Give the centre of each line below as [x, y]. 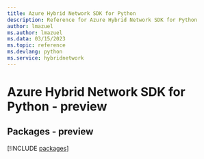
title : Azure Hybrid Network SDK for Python [72, 13]
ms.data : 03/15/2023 [37, 39]
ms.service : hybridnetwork [46, 58]
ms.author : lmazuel [35, 33]
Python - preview [57, 106]
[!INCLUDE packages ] [38, 148]
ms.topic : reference [37, 45]
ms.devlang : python [35, 52]
